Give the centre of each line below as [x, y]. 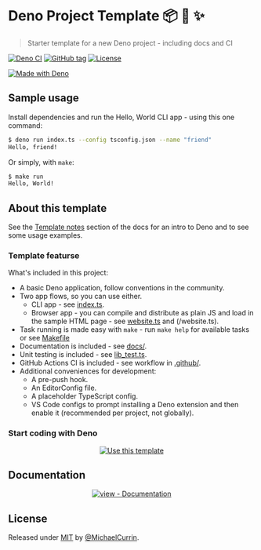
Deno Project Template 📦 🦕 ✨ [107, 16]
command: [25, 125]
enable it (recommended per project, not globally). [112, 413]
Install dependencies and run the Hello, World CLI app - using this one [121, 117]
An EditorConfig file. [64, 388]
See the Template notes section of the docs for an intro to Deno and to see [129, 227]
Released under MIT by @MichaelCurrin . [74, 537]
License [28, 518]
